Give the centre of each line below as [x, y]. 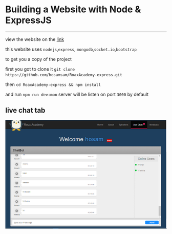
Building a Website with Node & [73, 9]
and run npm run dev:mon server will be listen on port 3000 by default [77, 94]
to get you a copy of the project [39, 59]
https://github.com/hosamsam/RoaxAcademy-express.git [64, 75]
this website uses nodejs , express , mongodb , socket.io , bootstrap [71, 49]
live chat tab [25, 110]
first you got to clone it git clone [40, 69]
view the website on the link [35, 39]
